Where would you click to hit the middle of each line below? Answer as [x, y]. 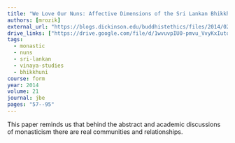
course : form [26, 78]
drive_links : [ [29, 33]
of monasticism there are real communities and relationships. [95, 131]
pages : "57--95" [31, 105]
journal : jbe [26, 98]
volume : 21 [23, 91]
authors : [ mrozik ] [34, 20]
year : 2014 [23, 85]
